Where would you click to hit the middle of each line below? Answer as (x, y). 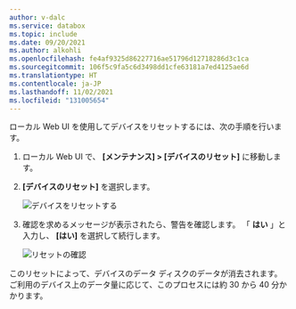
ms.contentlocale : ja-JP (55, 84)
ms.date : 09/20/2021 (48, 42)
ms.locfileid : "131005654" (59, 100)
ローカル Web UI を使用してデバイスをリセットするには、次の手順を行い (142, 126)
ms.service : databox (48, 26)
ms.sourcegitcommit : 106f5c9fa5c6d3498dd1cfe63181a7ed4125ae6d (129, 68)
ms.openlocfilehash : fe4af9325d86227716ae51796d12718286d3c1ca (129, 59)
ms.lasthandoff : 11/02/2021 (62, 92)
